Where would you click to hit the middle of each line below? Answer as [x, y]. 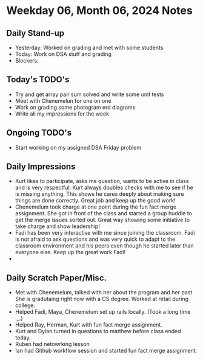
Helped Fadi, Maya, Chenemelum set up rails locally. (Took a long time [103, 312]
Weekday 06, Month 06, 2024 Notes [99, 11]
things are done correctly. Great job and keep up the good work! [95, 201]
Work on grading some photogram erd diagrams [75, 107]
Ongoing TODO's [39, 133]
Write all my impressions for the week [62, 114]
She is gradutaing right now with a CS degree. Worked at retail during [102, 299]
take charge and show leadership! [57, 226]
